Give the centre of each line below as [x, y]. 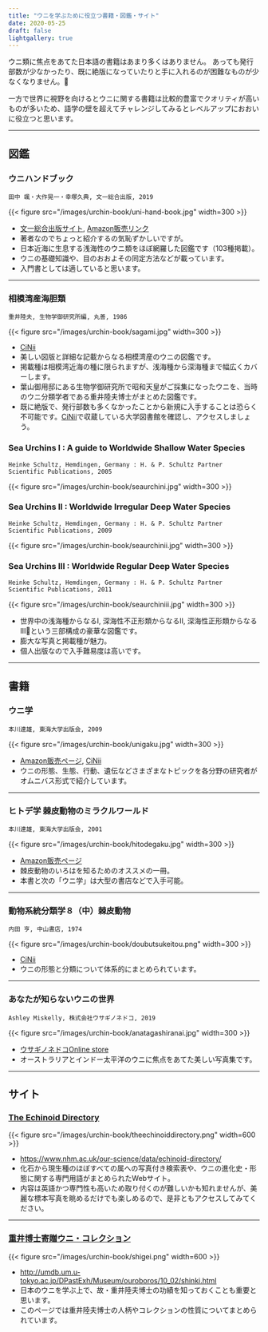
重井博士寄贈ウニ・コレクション [70, 1239]
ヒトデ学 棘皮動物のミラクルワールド [79, 810]
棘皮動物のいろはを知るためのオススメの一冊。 [97, 871]
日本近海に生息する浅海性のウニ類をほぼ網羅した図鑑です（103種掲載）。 [139, 248]
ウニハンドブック [41, 178]
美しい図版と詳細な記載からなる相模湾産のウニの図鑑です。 [117, 357]
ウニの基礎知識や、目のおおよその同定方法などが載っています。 [124, 258]
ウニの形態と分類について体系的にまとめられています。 [110, 969]
